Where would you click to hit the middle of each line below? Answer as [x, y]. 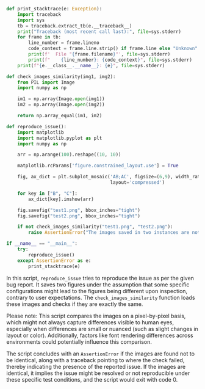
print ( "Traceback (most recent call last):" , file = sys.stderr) [99, 31]
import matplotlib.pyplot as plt [60, 138]
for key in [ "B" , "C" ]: [48, 193]
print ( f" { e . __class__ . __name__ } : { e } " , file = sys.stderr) [91, 65]
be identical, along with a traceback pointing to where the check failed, [95, 360]
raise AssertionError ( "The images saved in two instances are [109, 233]
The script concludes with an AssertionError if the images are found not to [101, 354]
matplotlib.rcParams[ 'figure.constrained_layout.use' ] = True [98, 166]
